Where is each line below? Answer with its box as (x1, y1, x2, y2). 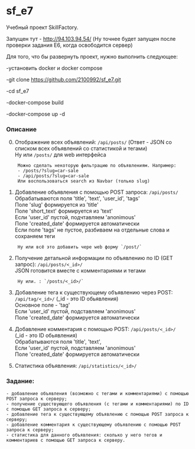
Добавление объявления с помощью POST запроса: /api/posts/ (14, 188, 178, 196)
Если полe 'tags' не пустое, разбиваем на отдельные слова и (14, 226, 170, 233)
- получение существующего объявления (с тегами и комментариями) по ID (6, 401, 189, 407)
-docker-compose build (6, 99, 64, 106)
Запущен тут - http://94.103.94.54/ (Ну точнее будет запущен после (6, 35, 176, 42)
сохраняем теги (14, 233, 56, 240)
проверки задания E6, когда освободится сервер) (6, 41, 133, 49)
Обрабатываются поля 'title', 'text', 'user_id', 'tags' (14, 195, 140, 202)
